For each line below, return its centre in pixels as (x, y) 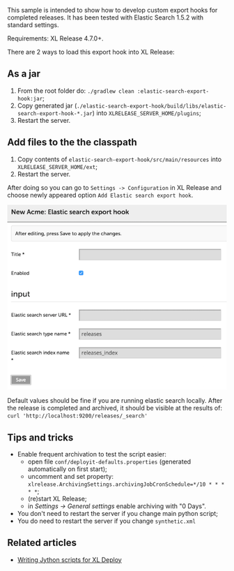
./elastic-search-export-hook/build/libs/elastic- (151, 106)
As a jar (24, 74)
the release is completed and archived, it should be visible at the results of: (115, 408)
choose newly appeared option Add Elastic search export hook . (100, 195)
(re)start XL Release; (57, 498)
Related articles (42, 543)
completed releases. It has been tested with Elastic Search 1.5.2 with (106, 17)
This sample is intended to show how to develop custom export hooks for (112, 10)
